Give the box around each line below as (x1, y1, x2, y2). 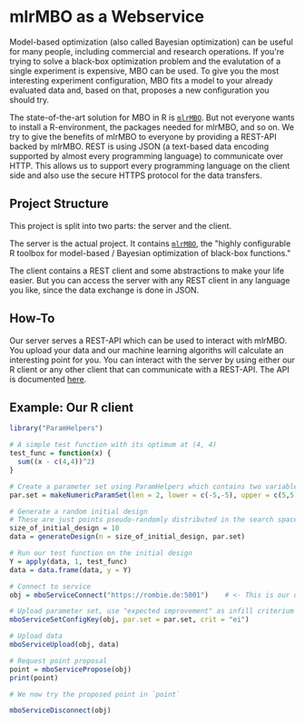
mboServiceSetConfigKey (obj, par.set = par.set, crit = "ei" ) (9, 615, 250, 624)
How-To (9, 311, 55, 326)
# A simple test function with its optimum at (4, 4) (9, 441, 218, 450)
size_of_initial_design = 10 (9, 524, 120, 533)
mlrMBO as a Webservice (9, 6, 204, 27)
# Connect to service (9, 581, 92, 591)
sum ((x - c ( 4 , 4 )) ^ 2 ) (17, 457, 95, 466)
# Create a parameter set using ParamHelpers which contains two (9, 481, 261, 491)
